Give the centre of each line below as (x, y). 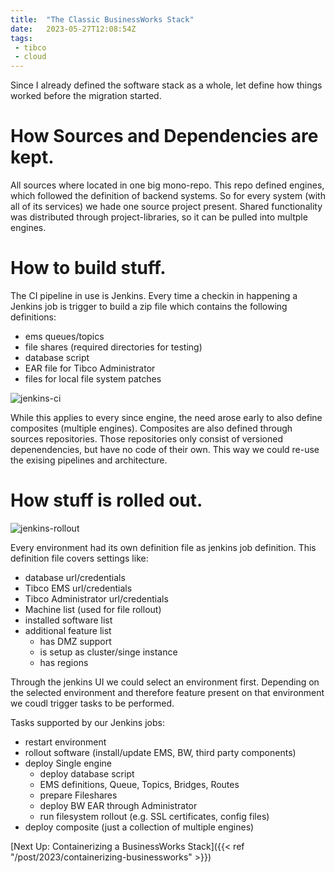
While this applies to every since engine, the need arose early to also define (166, 417)
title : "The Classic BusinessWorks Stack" (102, 19)
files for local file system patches (93, 379)
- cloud (30, 57)
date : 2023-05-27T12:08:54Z (73, 29)
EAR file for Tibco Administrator (90, 368)
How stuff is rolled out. (106, 500)
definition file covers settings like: (79, 558)
